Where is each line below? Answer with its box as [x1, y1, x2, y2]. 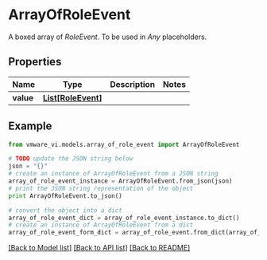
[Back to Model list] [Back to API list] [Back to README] [8, 243, 191, 253]
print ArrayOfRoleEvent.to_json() [8, 191, 123, 200]
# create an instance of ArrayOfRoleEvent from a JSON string [8, 170, 219, 178]
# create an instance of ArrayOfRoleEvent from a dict [8, 221, 194, 229]
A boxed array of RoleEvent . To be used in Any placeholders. [8, 32, 207, 41]
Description [110, 78, 156, 89]
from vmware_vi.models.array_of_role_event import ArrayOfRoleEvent [8, 140, 240, 148]
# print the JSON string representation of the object [8, 184, 194, 192]
